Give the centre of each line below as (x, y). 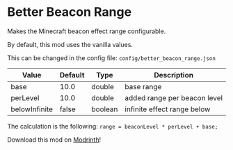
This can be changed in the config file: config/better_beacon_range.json (111, 58)
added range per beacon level (174, 97)
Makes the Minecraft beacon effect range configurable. (87, 31)
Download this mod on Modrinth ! (54, 140)
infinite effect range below (168, 109)
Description (174, 75)
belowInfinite (32, 109)
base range (143, 86)
